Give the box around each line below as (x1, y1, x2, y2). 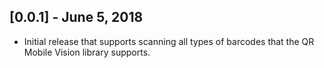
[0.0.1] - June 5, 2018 (9, 9, 144, 26)
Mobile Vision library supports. (23, 46, 151, 58)
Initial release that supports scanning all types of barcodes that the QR (23, 35, 315, 47)
